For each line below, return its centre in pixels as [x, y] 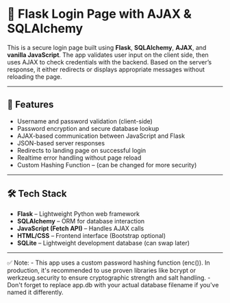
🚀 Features [30, 105]
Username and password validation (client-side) [85, 121]
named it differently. [35, 292]
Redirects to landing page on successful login [81, 150]
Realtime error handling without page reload [79, 158]
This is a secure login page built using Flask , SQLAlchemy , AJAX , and [107, 47]
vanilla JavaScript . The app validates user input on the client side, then [108, 55]
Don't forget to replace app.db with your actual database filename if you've [113, 284]
